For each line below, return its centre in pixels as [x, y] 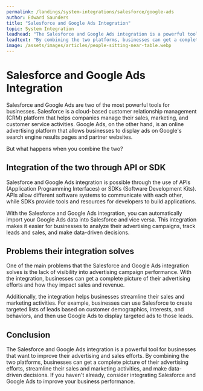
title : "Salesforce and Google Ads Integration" [69, 23]
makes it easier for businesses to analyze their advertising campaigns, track [101, 226]
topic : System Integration [40, 29]
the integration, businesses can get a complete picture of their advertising [98, 279]
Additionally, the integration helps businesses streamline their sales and [95, 297]
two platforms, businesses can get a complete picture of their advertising [98, 362]
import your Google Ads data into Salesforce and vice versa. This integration [101, 219]
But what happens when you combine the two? [65, 148]
